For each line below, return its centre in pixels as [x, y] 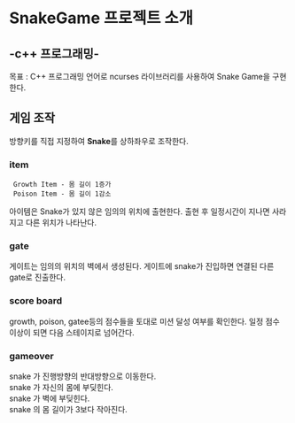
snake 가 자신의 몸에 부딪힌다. [61, 387]
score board [36, 301]
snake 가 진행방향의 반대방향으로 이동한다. [83, 376]
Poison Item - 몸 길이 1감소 [62, 194]
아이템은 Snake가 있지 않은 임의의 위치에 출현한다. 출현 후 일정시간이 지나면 [140, 211]
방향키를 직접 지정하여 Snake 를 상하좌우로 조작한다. [99, 141]
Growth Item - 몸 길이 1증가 [62, 185]
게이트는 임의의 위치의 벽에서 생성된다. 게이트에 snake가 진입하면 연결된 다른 [142, 266]
